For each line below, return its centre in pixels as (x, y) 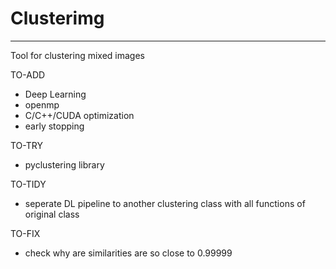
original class (52, 214)
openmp (42, 104)
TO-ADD (28, 74)
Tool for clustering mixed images (77, 55)
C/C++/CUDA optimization (79, 115)
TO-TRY (26, 145)
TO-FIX (25, 233)
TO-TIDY (28, 184)
